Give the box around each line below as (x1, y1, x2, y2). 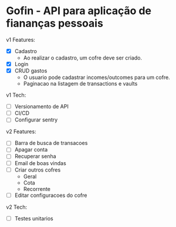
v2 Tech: (6, 203, 28, 210)
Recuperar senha (14, 153, 57, 160)
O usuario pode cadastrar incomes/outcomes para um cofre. (23, 74, 170, 81)
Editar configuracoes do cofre (14, 192, 87, 199)
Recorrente (23, 185, 51, 192)
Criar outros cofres (14, 166, 61, 173)
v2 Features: (6, 128, 36, 135)
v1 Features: (6, 36, 35, 43)
